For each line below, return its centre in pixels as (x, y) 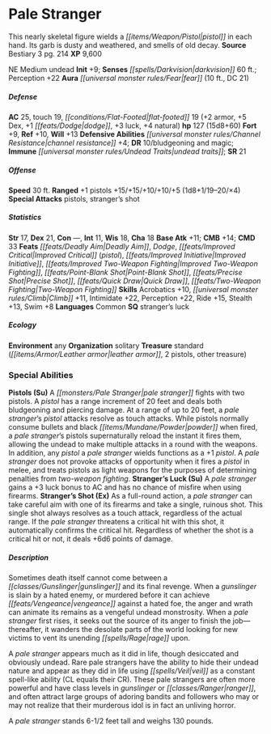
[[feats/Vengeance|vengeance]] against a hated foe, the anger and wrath (131, 604)
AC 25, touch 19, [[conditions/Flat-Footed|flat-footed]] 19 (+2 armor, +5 (127, 117)
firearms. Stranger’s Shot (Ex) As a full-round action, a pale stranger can (131, 496)
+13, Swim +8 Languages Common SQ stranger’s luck (99, 306)
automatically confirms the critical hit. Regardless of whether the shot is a (131, 530)
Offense (22, 170)
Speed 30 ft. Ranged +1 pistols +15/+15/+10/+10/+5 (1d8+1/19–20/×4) (125, 190)
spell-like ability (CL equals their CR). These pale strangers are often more (132, 680)
